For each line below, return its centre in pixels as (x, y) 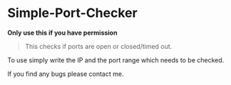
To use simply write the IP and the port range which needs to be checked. (116, 60)
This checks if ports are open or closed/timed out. (98, 46)
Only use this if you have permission (62, 33)
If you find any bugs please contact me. (66, 74)
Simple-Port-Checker (72, 13)
